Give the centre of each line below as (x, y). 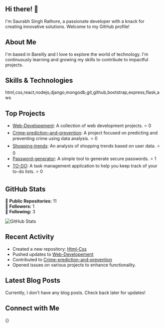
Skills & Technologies (39, 81)
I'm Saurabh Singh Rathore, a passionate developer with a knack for (75, 21)
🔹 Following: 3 (20, 212)
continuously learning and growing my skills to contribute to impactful (77, 59)
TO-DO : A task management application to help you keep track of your (85, 166)
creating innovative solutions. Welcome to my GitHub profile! (67, 26)
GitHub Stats (25, 189)
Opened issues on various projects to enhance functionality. (74, 265)
